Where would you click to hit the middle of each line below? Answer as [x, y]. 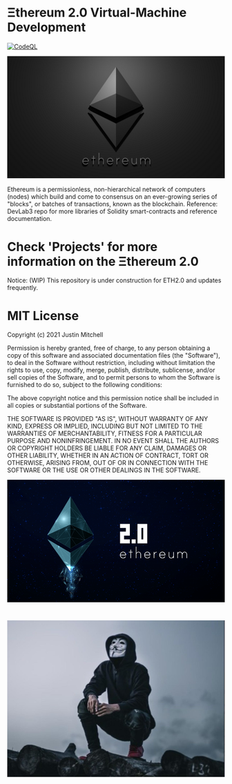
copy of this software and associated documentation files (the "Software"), [114, 355]
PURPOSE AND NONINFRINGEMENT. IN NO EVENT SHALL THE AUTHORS [113, 441]
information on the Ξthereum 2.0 [103, 261]
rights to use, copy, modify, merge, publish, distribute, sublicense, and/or [111, 370]
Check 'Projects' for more [82, 247]
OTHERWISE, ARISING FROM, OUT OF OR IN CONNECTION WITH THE [108, 463]
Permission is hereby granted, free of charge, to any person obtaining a [109, 348]
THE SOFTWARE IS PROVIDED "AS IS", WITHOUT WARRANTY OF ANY [108, 419]
